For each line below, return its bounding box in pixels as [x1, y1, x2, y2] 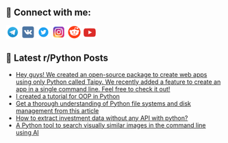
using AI [15, 128, 40, 136]
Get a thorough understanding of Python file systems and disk [15, 99, 192, 108]
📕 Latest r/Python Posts [5, 52, 109, 64]
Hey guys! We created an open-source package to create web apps [15, 70, 207, 78]
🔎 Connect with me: [5, 7, 91, 18]
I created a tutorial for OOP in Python [15, 92, 121, 100]
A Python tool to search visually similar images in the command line [15, 121, 206, 129]
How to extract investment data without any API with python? [15, 114, 188, 122]
